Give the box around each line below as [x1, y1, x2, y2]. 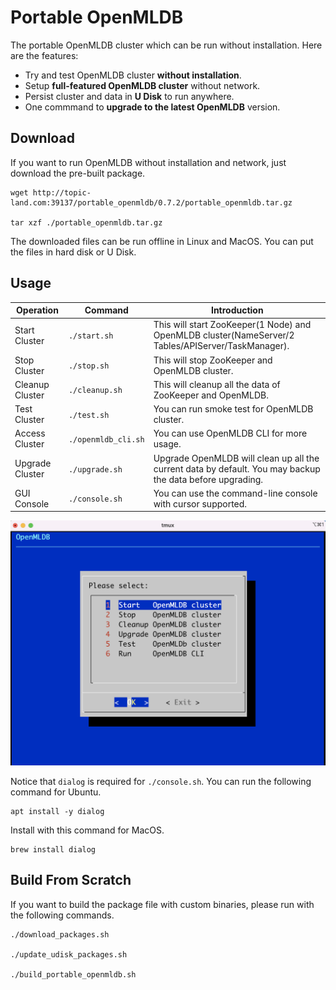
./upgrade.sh [68, 464, 123, 475]
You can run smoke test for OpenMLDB [153, 403, 314, 415]
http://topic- [32, 187, 92, 198]
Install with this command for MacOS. [10, 824, 165, 836]
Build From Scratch [10, 872, 132, 889]
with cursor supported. [153, 497, 248, 510]
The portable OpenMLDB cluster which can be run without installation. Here [10, 39, 323, 51]
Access [14, 427, 46, 440]
